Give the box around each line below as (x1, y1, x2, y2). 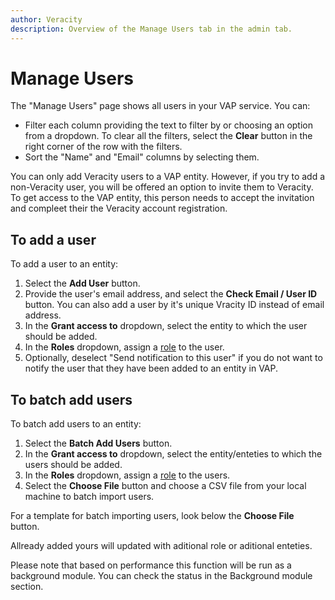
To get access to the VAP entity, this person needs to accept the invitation (10, 192, 315, 204)
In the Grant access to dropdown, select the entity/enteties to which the (24, 448, 323, 460)
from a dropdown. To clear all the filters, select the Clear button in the (24, 130, 313, 142)
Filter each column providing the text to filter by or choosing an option (24, 119, 313, 131)
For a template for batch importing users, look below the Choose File (10, 510, 295, 522)
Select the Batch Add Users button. (24, 437, 173, 450)
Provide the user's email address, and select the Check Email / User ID (24, 288, 318, 300)
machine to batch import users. (24, 491, 155, 503)
